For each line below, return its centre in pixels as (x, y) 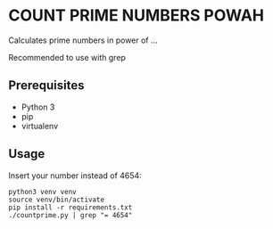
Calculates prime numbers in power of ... (83, 40)
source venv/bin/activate (56, 200)
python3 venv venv (42, 192)
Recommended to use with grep (67, 57)
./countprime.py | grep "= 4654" (70, 215)
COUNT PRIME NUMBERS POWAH (136, 16)
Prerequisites (46, 86)
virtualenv (40, 126)
